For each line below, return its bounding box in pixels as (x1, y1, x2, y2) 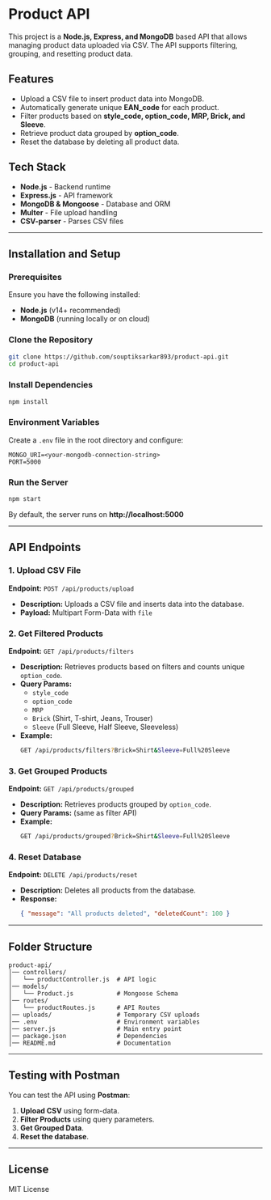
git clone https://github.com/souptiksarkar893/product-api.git (8, 353, 229, 361)
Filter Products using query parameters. (19, 1114, 155, 1124)
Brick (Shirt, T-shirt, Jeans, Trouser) (31, 713, 153, 723)
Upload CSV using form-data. (19, 1105, 119, 1115)
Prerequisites (8, 271, 62, 282)
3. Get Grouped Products (8, 765, 107, 777)
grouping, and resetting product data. (8, 49, 133, 58)
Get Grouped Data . (19, 1122, 85, 1133)
